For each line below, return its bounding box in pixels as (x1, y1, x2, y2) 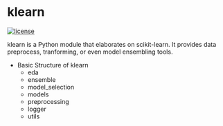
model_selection (27, 83, 75, 91)
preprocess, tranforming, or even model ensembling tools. (7, 48, 173, 56)
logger (27, 105, 46, 113)
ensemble (27, 75, 56, 83)
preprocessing (27, 97, 69, 105)
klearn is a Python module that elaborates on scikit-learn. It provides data (7, 40, 217, 48)
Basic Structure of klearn (17, 61, 89, 69)
